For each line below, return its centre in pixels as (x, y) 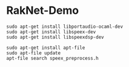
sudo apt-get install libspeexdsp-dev (55, 37)
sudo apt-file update (34, 53)
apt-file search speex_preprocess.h (52, 58)
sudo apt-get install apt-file (46, 48)
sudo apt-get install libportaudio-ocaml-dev (64, 27)
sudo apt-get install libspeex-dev (51, 32)
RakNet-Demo (43, 11)
